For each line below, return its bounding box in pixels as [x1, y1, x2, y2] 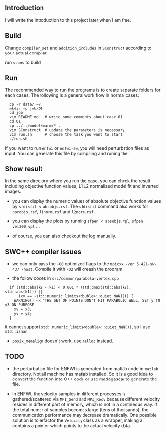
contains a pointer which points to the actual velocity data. [12, 422, 132, 428]
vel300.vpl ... [12, 223, 40, 229]
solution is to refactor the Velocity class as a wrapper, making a [12, 417, 143, 423]
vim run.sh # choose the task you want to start [9, 132, 123, 137]
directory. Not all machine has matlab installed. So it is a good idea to [12, 371, 153, 377]
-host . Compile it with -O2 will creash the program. [21, 266, 124, 272]
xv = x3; [14, 307, 32, 312]
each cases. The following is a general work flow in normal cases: [5, 92, 139, 98]
